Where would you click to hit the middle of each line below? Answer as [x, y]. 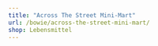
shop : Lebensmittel [40, 30]
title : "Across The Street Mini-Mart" [72, 15]
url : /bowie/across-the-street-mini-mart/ [79, 23]
